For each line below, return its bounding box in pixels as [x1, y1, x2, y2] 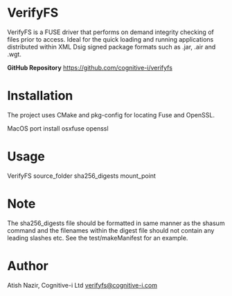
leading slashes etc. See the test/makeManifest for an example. [7, 233, 188, 242]
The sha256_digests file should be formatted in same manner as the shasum [7, 219, 225, 227]
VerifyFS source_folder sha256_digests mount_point [7, 172, 156, 180]
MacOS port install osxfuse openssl [7, 124, 109, 133]
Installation [7, 88, 73, 104]
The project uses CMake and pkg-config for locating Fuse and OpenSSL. [7, 110, 215, 119]
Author [7, 258, 48, 274]
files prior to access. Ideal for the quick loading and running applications [7, 35, 214, 43]
